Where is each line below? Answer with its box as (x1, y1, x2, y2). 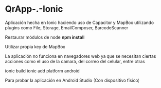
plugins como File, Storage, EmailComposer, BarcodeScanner (5, 24, 128, 30)
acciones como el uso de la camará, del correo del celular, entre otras (5, 58, 145, 64)
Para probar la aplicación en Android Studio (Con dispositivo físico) (5, 77, 140, 83)
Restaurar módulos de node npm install (5, 34, 85, 40)
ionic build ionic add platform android (5, 67, 80, 74)
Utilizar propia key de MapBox (5, 44, 66, 49)
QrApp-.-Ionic (5, 3, 63, 15)
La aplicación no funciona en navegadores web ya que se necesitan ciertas (5, 53, 157, 59)
